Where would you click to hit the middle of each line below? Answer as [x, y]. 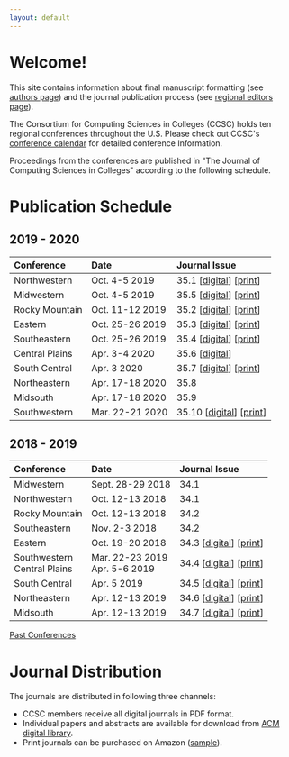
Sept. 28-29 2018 [131, 485]
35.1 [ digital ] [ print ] [219, 280]
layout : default [40, 18]
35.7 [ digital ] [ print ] [219, 368]
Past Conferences [43, 635]
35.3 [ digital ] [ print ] [219, 324]
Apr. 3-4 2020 [123, 353]
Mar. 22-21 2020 [130, 412]
